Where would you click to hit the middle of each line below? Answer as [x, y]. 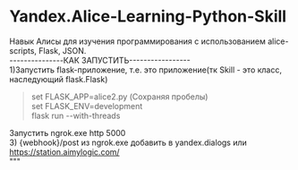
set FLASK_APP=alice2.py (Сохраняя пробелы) [119, 97]
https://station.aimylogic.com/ [64, 152]
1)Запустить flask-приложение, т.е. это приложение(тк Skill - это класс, [145, 70]
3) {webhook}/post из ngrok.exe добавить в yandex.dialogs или [128, 142]
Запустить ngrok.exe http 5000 [68, 132]
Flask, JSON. [63, 50]
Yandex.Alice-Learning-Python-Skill [148, 17]
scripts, [23, 50]
